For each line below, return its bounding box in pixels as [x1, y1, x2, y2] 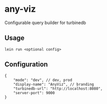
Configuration [4, 60, 48, 69]
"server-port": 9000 [13, 90, 55, 95]
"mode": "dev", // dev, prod [13, 78, 72, 82]
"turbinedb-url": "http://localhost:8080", [13, 86, 103, 91]
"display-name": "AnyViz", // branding [13, 82, 94, 87]
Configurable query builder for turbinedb [4, 20, 86, 26]
